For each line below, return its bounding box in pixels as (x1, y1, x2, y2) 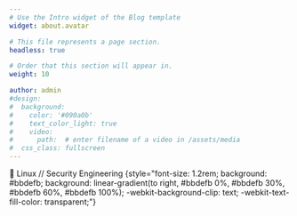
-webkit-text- (240, 188, 290, 197)
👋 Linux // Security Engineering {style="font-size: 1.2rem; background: (9, 168, 268, 179)
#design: (9, 94, 42, 103)
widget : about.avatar (9, 21, 90, 30)
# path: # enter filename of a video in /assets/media (9, 135, 241, 145)
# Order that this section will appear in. (9, 61, 173, 71)
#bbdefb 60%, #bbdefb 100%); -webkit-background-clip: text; (9, 188, 239, 197)
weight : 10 (9, 70, 50, 79)
